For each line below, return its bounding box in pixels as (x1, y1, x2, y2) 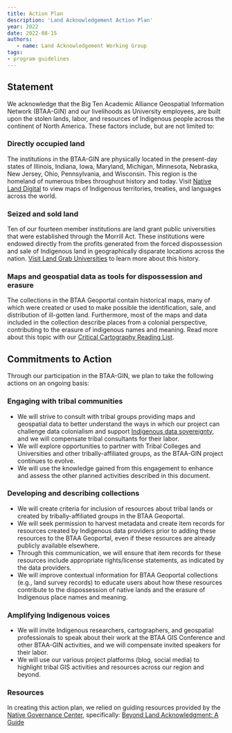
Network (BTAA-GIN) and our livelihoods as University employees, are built (7, 107, 221, 115)
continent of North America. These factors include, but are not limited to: (7, 122, 215, 130)
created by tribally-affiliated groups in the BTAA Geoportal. (17, 511, 185, 520)
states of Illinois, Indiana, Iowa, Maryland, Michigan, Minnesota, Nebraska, (7, 162, 220, 170)
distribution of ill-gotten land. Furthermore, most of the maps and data (7, 311, 208, 320)
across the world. (7, 192, 57, 200)
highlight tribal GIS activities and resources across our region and (17, 663, 204, 671)
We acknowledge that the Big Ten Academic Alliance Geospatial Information (7, 99, 224, 108)
